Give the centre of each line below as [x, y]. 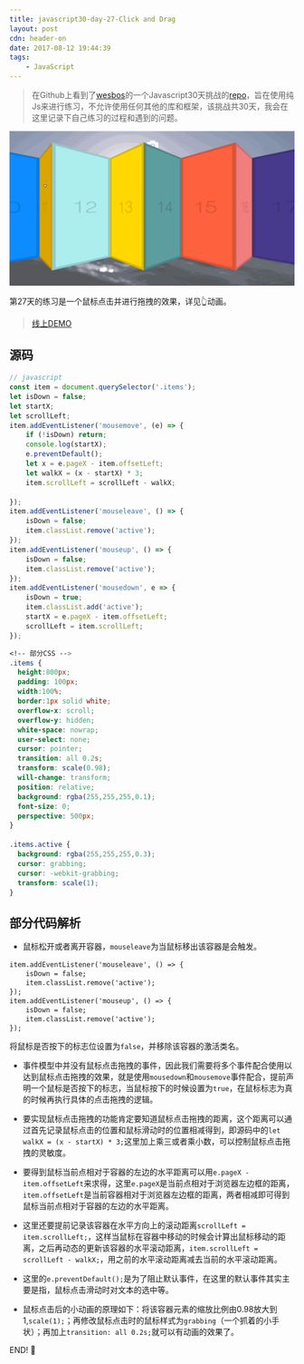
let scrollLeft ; [40, 416]
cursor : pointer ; [50, 749]
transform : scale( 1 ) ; [58, 883]
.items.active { [40, 845]
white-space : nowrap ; [58, 730]
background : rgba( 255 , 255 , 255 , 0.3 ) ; [86, 854]
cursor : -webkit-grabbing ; [68, 873]
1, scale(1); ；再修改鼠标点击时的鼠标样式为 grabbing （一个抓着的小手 [151, 1320]
